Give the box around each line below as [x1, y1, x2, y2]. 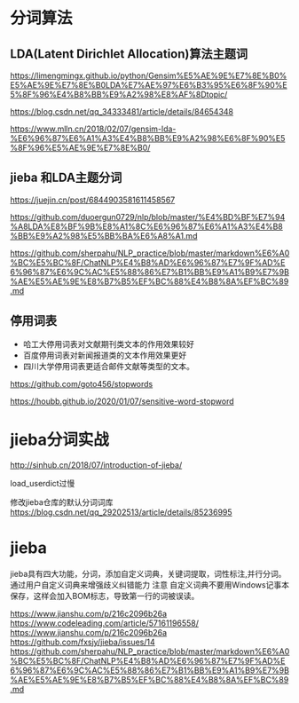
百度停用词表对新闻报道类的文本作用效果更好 [22, 350, 187, 360]
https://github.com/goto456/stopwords [10, 378, 153, 389]
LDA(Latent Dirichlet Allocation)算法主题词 [10, 46, 248, 61]
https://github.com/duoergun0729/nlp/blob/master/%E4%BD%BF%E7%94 [10, 211, 286, 222]
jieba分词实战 [10, 430, 110, 449]
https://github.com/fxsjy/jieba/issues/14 [10, 636, 156, 647]
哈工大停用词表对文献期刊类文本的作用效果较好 [22, 338, 194, 349]
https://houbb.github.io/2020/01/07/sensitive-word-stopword [10, 396, 234, 407]
